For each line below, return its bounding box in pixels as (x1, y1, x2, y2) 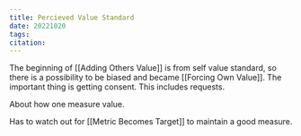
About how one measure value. (9, 99, 125, 110)
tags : (9, 30, 30, 38)
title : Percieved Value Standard (9, 13, 135, 22)
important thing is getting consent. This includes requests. (9, 81, 226, 92)
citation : (9, 38, 47, 47)
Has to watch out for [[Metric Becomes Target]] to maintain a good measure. (9, 116, 293, 127)
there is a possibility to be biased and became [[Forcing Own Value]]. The (9, 72, 282, 83)
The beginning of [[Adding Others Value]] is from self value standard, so (9, 63, 277, 73)
